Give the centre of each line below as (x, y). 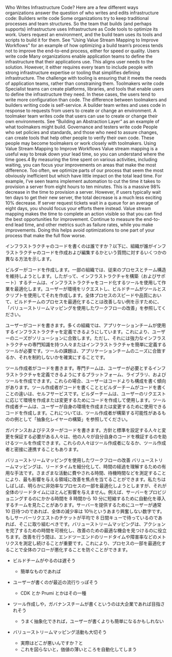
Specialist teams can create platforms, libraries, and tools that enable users (85, 89)
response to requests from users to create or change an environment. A (81, 110)
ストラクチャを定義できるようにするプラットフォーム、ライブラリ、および (88, 375)
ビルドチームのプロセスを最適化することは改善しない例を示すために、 (88, 302)
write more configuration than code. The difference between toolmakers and (86, 100)
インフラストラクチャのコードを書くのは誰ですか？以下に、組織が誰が (79, 246)
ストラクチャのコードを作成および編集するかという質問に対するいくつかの (88, 252)
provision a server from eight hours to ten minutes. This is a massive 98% (83, 187)
